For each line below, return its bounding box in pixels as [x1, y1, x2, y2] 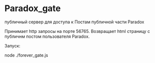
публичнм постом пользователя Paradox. [4, 33, 90, 39]
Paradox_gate [4, 3, 61, 14]
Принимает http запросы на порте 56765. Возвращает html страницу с [4, 28, 150, 34]
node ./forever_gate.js [4, 52, 48, 58]
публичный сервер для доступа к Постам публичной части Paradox [4, 19, 144, 25]
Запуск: [4, 43, 20, 48]
